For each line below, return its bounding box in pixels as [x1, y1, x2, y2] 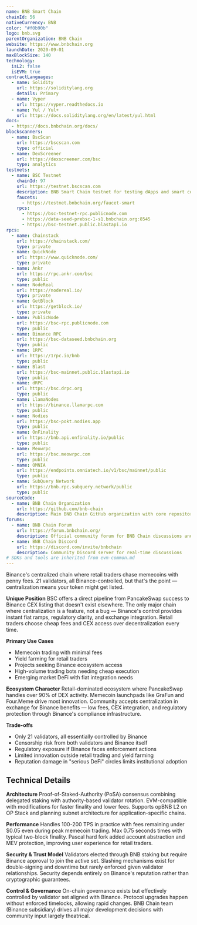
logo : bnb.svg [6, 31, 41, 36]
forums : [6, 517, 25, 523]
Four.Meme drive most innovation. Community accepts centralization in [6, 698, 178, 705]
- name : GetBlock [11, 298, 54, 304]
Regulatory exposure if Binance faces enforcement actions [14, 746, 157, 753]
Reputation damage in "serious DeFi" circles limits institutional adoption [14, 758, 188, 765]
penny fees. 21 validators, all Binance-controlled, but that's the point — [6, 577, 178, 585]
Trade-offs [6, 722, 33, 729]
